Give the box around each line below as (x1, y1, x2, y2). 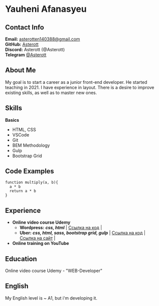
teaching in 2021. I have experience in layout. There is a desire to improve (5, 84, 155, 90)
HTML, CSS (12, 127, 36, 133)
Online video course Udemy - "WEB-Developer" (5, 268, 102, 274)
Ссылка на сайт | (19, 235, 56, 241)
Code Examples (5, 167, 54, 175)
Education (5, 255, 37, 263)
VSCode (12, 132, 30, 137)
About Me (5, 66, 36, 74)
